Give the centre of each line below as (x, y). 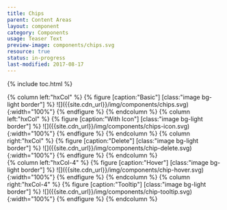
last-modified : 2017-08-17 (45, 64)
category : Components (38, 32)
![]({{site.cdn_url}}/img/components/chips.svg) (123, 104)
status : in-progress (37, 58)
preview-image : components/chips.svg (61, 45)
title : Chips (26, 13)
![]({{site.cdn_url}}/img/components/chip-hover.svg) (130, 170)
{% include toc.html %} (40, 83)
